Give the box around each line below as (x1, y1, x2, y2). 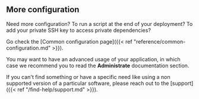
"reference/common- (133, 38, 186, 45)
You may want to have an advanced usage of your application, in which (6, 55, 181, 62)
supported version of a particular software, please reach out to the (6, 80, 169, 87)
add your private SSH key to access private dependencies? (6, 27, 151, 34)
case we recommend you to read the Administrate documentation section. (6, 62, 189, 69)
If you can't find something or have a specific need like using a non (6, 73, 170, 80)
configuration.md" (6, 44, 51, 51)
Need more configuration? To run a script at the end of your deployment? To (6, 20, 193, 27)
